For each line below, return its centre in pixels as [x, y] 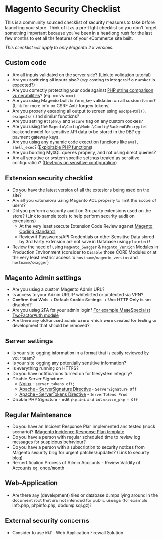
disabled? [22, 305]
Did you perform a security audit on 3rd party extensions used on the [81, 210]
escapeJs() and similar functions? [45, 116]
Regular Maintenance [38, 415]
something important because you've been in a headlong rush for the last [79, 33]
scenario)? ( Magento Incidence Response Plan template [68, 432]
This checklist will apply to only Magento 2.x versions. [60, 47]
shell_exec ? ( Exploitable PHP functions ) [52, 147]
